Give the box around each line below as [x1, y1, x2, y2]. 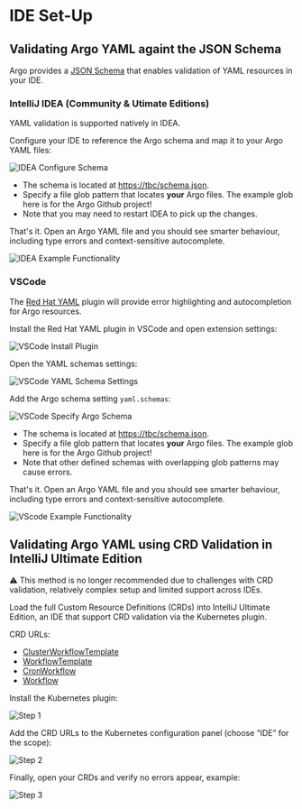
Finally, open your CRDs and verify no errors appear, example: [9, 772, 241, 783]
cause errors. [22, 466, 73, 477]
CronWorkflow [22, 666, 77, 676]
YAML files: [9, 145, 52, 156]
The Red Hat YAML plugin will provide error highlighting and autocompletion [9, 296, 292, 307]
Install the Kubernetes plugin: [9, 693, 118, 703]
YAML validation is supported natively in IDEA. [9, 118, 181, 129]
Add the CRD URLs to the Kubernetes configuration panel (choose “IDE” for [9, 728, 289, 739]
